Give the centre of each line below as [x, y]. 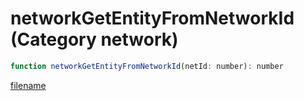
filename [28, 85]
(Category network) [94, 39]
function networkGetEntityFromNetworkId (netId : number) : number [147, 66]
